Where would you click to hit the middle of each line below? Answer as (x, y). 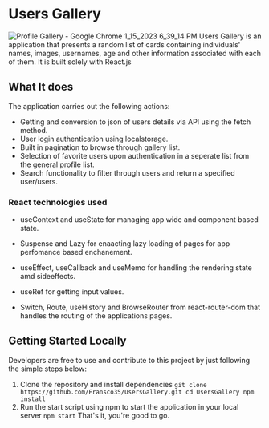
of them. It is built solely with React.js (70, 62)
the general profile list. (57, 164)
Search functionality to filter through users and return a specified (127, 172)
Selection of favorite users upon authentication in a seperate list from (134, 155)
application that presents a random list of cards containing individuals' (124, 44)
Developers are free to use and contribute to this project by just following (129, 360)
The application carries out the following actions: (89, 106)
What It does (41, 87)
